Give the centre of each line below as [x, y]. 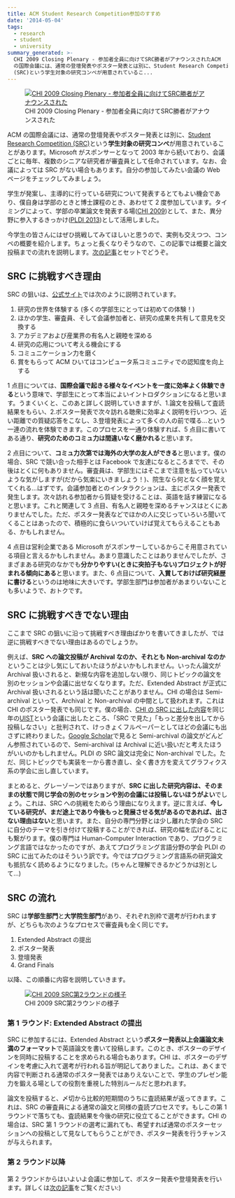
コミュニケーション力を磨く [57, 353]
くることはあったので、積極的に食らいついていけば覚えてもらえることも [111, 523]
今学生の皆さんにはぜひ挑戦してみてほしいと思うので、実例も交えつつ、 [111, 234]
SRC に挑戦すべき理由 [54, 276]
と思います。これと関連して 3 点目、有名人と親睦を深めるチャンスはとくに [114, 506]
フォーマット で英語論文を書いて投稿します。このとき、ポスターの [114, 1049]
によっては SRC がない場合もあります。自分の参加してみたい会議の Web [116, 170]
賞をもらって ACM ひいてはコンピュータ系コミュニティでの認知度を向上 [121, 362]
